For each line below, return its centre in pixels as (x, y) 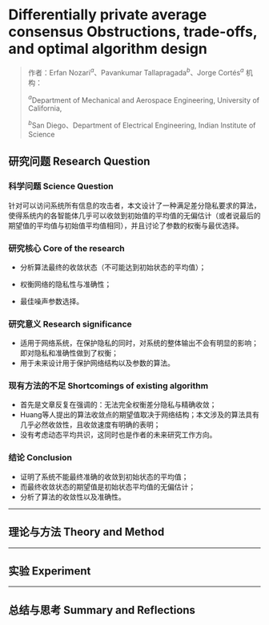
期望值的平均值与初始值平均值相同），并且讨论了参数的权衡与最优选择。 (126, 225)
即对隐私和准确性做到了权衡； (69, 353)
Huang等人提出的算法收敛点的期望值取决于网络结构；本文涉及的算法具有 (140, 415)
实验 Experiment (50, 571)
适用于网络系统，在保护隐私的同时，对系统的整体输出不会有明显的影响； (139, 343)
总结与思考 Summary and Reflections (102, 610)
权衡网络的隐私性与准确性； (66, 284)
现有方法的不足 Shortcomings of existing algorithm (108, 386)
